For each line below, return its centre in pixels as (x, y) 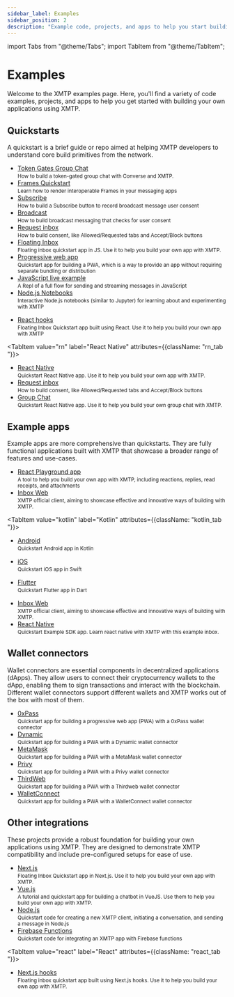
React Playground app (49, 472)
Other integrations (48, 823)
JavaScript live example (52, 278)
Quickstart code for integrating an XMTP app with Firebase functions (100, 938)
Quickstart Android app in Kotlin (55, 548)
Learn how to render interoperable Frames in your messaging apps (97, 191)
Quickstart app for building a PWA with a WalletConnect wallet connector (105, 801)
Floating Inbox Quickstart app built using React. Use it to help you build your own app (119, 328)
